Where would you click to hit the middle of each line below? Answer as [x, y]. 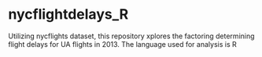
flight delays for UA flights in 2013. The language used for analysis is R [123, 44]
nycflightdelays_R [68, 14]
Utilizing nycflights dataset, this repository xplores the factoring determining [131, 36]
